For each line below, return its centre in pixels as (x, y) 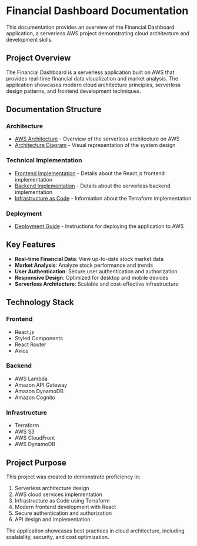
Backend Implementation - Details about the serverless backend (92, 186)
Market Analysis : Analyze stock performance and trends (84, 265)
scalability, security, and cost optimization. (58, 537)
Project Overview (39, 58)
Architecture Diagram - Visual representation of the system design (95, 145)
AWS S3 (25, 432)
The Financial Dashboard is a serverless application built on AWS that (90, 72)
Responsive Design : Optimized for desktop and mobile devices (91, 277)
